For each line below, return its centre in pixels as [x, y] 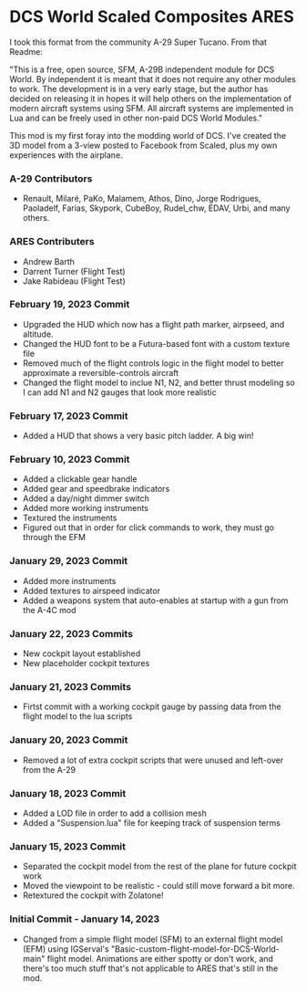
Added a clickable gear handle [80, 479]
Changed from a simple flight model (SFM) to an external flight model [153, 939]
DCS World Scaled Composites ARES [152, 17]
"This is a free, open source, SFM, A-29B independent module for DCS [142, 69]
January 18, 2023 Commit [68, 793]
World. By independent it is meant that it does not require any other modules [153, 78]
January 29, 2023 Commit [69, 561]
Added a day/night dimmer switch [86, 498]
